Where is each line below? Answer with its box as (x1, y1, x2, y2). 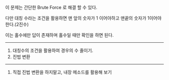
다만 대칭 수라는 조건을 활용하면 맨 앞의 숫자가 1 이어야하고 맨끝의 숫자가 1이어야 (5, 15, 162, 21)
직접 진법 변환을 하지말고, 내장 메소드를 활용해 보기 (12, 69, 112, 75)
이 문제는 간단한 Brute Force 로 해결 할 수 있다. (5, 5, 98, 10)
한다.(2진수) (5, 22, 29, 27)
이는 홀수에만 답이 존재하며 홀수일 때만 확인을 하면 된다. (5, 32, 114, 38)
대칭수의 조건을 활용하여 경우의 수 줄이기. (12, 47, 94, 53)
